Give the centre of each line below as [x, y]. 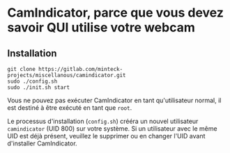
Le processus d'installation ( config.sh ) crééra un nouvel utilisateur [103, 121]
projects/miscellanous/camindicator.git [67, 75]
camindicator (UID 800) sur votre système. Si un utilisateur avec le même [112, 129]
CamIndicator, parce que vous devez [116, 13]
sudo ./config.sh [32, 81]
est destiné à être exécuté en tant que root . [70, 108]
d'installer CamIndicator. [43, 143]
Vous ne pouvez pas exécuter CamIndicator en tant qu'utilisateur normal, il [114, 100]
